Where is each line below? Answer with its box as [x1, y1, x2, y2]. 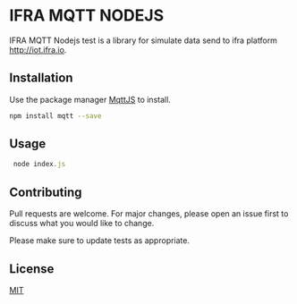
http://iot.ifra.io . [9, 44, 67, 55]
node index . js [13, 160, 66, 169]
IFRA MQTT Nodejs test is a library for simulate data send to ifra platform [9, 35, 277, 46]
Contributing [9, 184, 82, 199]
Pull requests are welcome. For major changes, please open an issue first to [9, 208, 289, 219]
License [9, 261, 55, 276]
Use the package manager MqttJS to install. [9, 94, 172, 105]
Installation [9, 71, 73, 86]
